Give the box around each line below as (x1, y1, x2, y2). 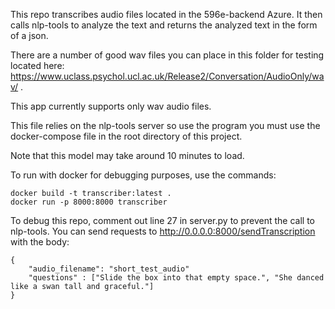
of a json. (10, 30, 49, 41)
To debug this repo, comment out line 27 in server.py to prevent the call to (10, 215, 315, 226)
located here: (10, 60, 65, 71)
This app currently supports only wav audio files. (10, 100, 212, 112)
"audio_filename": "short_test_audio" (28, 264, 190, 274)
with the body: (10, 236, 70, 248)
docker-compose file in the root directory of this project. (10, 130, 243, 142)
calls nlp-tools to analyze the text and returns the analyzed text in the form (10, 19, 318, 31)
